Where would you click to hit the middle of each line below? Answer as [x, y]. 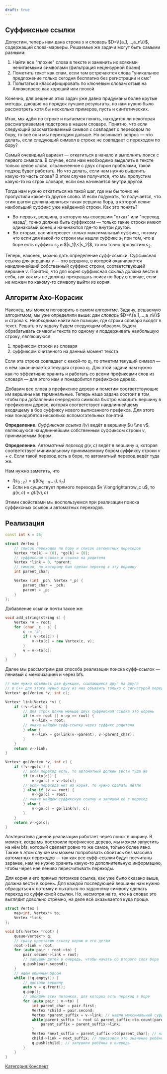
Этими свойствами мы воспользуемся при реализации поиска [72, 502]
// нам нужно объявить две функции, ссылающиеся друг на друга [72, 684]
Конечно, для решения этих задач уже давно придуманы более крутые [81, 98]
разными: [15, 52]
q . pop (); [32, 992]
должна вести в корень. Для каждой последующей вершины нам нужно [83, 883]
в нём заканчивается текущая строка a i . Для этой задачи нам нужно [79, 368]
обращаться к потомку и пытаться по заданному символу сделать [76, 889]
